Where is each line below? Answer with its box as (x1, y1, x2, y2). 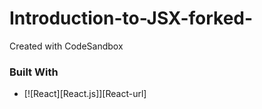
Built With (9, 65, 59, 79)
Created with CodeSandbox (9, 40, 124, 52)
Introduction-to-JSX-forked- (9, 7, 254, 30)
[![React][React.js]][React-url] (23, 88, 147, 100)
